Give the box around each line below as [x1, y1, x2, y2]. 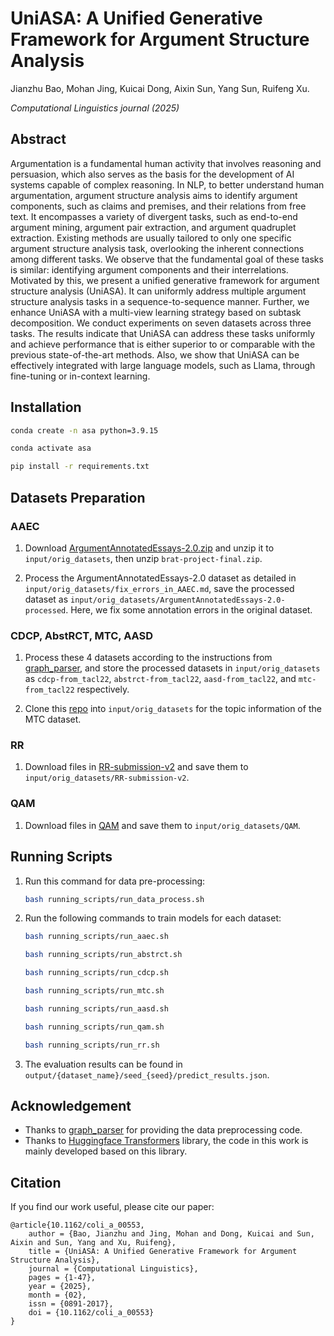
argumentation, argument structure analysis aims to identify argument [10, 189, 298, 201]
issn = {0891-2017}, [28, 1299, 114, 1309]
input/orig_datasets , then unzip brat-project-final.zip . [24, 552, 263, 564]
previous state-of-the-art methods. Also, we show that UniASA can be [10, 348, 300, 361]
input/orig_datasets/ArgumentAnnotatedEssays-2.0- [70, 595, 286, 605]
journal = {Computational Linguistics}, [28, 1264, 199, 1274]
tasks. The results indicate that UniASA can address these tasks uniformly [10, 327, 316, 339]
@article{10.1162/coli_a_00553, [10, 1220, 145, 1231]
